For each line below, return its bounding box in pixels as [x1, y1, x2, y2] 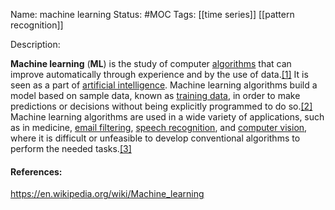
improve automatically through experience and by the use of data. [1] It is [10, 69, 309, 80]
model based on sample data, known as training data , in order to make [10, 90, 301, 101]
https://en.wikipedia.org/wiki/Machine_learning [10, 188, 205, 200]
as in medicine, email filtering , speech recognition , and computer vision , [10, 122, 308, 133]
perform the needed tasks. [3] [10, 143, 132, 154]
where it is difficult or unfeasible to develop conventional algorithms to [10, 132, 301, 144]
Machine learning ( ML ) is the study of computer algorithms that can [10, 58, 292, 69]
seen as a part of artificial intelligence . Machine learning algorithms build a [10, 79, 318, 91]
